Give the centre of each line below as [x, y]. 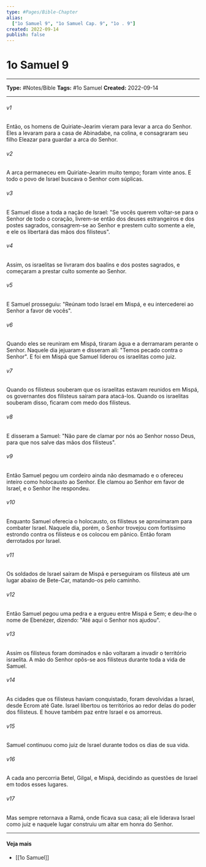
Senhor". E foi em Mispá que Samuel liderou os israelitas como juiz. [91, 357]
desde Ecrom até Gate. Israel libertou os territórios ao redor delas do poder [101, 705]
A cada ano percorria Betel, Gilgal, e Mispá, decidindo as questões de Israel [102, 778]
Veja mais [19, 844]
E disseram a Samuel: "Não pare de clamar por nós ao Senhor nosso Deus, [101, 436]
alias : [15, 18]
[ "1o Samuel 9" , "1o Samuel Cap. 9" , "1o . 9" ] [74, 23]
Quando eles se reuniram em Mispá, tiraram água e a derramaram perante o [102, 344]
